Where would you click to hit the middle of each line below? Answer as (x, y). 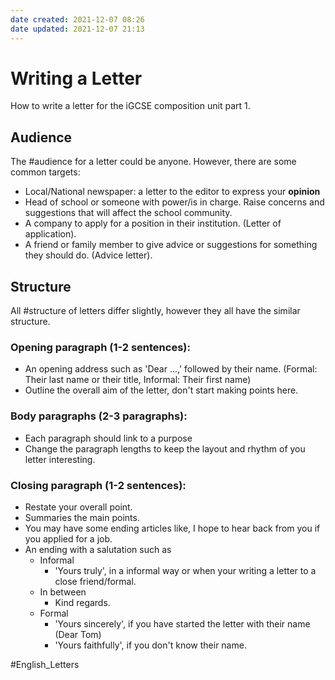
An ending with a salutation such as (98, 549)
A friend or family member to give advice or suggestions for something (171, 245)
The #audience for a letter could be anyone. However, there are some (153, 162)
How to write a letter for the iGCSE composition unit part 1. (130, 106)
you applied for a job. (68, 538)
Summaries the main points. (82, 517)
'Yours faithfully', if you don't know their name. (150, 645)
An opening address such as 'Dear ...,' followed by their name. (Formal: (171, 369)
